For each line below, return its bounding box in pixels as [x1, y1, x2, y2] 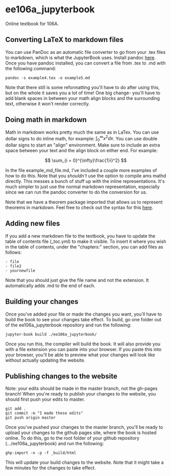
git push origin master [5, 415, 56, 421]
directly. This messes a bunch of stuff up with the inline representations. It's [5, 178, 165, 184]
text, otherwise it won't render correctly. [5, 100, 90, 107]
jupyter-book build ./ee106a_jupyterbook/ [5, 332, 97, 337]
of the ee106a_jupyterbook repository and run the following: [5, 322, 132, 328]
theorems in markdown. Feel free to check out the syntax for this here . [5, 204, 154, 211]
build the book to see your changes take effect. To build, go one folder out [5, 316, 162, 322]
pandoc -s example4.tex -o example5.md [5, 75, 90, 80]
